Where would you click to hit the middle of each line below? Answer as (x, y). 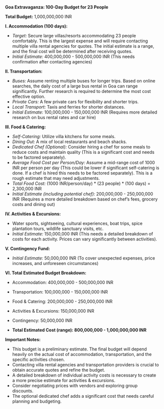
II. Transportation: (24, 71)
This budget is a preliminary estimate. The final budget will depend (79, 349)
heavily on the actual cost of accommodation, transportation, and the (82, 354)
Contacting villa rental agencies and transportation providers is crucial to (85, 365)
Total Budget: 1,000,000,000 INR (38, 16)
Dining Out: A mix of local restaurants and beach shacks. (70, 142)
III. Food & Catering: (25, 127)
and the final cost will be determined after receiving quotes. (72, 51)
